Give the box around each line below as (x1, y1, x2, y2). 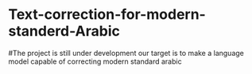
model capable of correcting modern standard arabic (8, 57, 182, 66)
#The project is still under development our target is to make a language (8, 48, 245, 57)
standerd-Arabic (8, 22, 121, 40)
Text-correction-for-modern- (8, 6, 207, 24)
